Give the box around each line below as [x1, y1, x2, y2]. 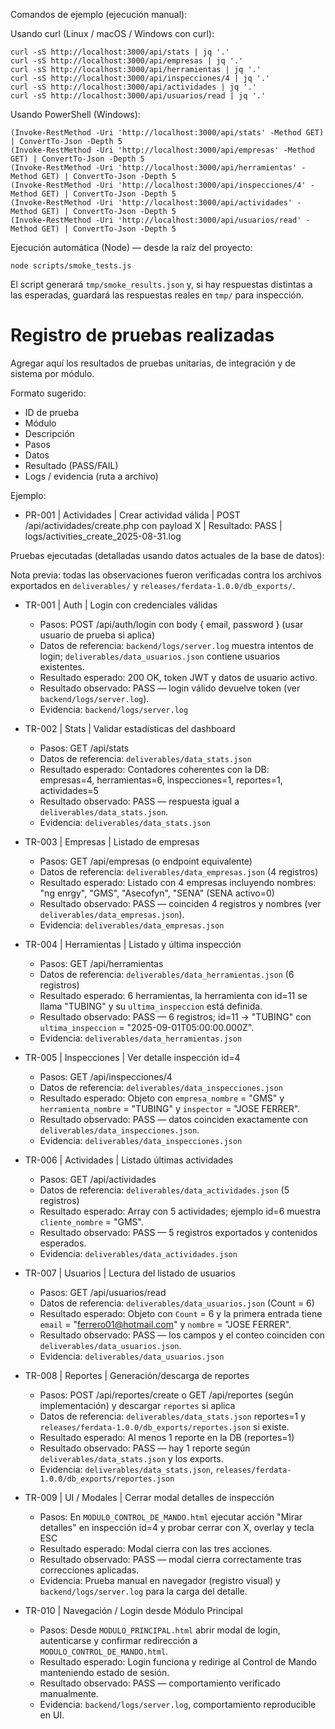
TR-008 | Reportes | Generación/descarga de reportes [24, 1369, 250, 1381]
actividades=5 [39, 784, 99, 796]
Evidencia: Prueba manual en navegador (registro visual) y [39, 1574, 281, 1586]
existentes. [39, 660, 85, 673]
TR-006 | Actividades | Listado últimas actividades [24, 1154, 234, 1166]
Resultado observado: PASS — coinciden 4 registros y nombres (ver [39, 897, 322, 909]
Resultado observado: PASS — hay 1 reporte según [39, 1442, 251, 1454]
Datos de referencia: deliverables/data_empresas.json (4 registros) [39, 865, 319, 878]
